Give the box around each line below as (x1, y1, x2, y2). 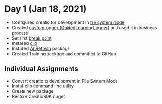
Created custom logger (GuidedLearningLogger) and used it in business (11, 24, 157, 30)
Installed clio (11, 40, 38, 46)
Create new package (11, 88, 54, 94)
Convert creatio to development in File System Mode (11, 78, 118, 83)
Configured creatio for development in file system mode (11, 20, 125, 25)
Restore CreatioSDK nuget (11, 93, 65, 99)
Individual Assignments (4, 65, 79, 73)
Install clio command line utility (11, 83, 74, 89)
